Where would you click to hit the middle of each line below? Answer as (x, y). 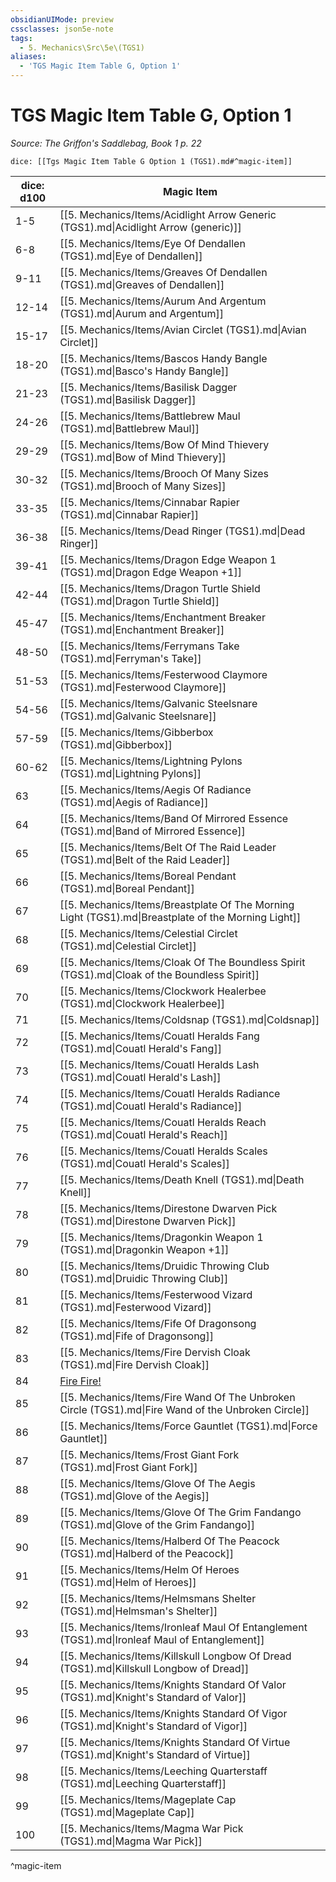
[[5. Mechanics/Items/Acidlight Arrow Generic (168, 214)
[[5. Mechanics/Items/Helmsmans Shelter (158, 1598)
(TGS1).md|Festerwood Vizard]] (135, 1307)
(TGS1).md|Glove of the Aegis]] (134, 1496)
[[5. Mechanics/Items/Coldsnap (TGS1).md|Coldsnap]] (189, 1019)
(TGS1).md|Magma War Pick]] (131, 1841)
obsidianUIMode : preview (62, 19)
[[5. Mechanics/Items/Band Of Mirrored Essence (174, 818)
